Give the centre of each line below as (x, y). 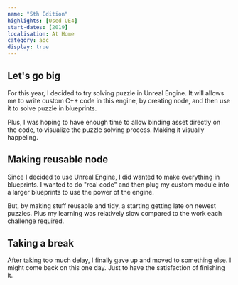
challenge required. (36, 221)
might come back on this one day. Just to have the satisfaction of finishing (116, 268)
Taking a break (41, 243)
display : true (28, 47)
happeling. (23, 137)
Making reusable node (58, 160)
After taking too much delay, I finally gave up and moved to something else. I (119, 260)
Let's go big (34, 76)
